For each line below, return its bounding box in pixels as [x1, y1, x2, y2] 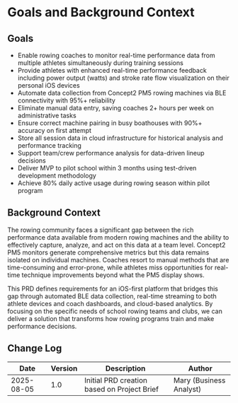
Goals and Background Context [7, 4, 195, 21]
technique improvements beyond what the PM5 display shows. [21, 270, 205, 279]
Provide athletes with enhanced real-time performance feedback [17, 66, 207, 74]
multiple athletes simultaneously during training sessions [17, 59, 184, 67]
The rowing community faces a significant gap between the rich [7, 226, 194, 234]
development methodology [17, 171, 97, 180]
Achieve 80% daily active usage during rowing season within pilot [17, 179, 210, 187]
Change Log [7, 342, 62, 354]
